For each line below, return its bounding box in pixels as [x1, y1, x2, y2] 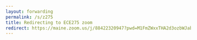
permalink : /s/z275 [5, 14, 54, 20]
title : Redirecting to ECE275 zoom [5, 19, 93, 25]
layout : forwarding [5, 8, 54, 15]
